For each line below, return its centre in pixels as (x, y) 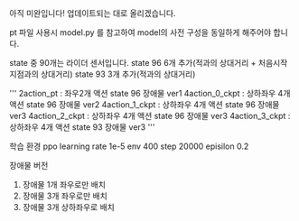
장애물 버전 (29, 166)
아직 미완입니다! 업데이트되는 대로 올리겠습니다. (93, 13)
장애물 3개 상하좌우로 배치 (68, 207)
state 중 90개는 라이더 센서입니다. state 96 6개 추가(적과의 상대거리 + (133, 63)
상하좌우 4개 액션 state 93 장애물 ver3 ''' (82, 127)
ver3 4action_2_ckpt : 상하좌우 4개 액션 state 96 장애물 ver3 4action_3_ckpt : (150, 116)
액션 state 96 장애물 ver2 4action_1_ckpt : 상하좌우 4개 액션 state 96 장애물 (145, 105)
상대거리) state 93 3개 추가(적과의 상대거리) (118, 74)
